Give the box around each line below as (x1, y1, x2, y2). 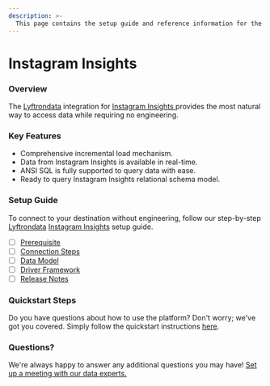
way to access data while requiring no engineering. (8, 110, 179, 120)
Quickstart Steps (8, 295, 77, 306)
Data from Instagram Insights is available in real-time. (19, 157, 198, 167)
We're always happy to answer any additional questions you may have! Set (8, 360, 257, 370)
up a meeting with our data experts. (8, 369, 127, 379)
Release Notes (19, 274, 69, 283)
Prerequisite (19, 237, 61, 247)
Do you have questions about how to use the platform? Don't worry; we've (8, 313, 256, 323)
